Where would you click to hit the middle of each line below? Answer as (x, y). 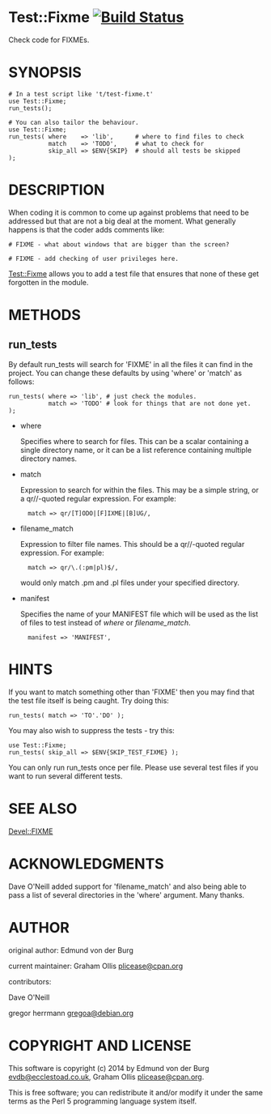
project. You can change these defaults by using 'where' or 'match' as (125, 373)
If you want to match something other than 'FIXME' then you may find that (131, 692)
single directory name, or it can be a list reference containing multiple (136, 450)
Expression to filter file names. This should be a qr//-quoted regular (132, 544)
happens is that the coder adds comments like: (87, 229)
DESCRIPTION (57, 190)
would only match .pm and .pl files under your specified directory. (130, 583)
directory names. (49, 459)
